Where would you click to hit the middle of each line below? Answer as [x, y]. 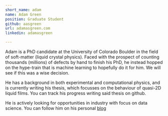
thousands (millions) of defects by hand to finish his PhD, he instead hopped [84, 62]
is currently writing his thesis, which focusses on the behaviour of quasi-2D [83, 88]
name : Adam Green [23, 14]
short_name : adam [23, 10]
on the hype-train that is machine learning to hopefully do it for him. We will [83, 67]
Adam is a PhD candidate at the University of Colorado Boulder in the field [82, 51]
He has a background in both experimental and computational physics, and [83, 82]
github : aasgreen [23, 24]
